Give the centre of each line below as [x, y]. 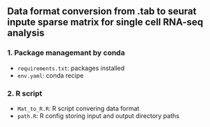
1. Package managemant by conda [66, 53]
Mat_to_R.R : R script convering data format [78, 108]
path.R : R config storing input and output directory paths [98, 116]
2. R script [25, 93]
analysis [26, 33]
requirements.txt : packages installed [71, 68]
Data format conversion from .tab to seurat [102, 11]
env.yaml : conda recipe [50, 75]
